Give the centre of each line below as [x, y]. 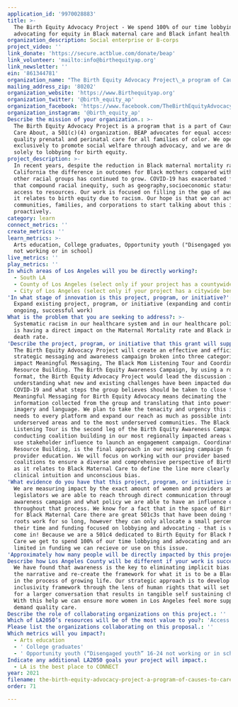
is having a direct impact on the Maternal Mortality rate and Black [118, 330]
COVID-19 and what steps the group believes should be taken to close [120, 390]
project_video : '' [34, 47]
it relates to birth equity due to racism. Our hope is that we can [117, 199]
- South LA [30, 277]
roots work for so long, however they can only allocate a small [112, 522]
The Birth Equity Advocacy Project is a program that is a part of [115, 126]
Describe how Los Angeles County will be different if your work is [110, 561]
